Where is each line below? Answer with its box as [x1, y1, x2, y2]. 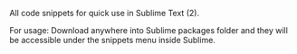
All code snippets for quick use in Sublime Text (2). [9, 8, 200, 18]
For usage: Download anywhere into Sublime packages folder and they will [9, 25, 288, 35]
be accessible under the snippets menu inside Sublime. [9, 35, 216, 45]
